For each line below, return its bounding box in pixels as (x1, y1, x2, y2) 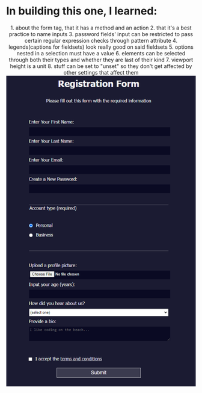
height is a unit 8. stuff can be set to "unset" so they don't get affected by (10, 62, 192, 70)
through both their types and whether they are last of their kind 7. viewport (8, 56, 194, 63)
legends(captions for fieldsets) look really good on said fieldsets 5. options (8, 43, 194, 51)
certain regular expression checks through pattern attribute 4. (24, 37, 178, 44)
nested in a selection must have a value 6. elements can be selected (16, 49, 186, 57)
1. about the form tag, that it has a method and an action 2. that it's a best (10, 24, 192, 31)
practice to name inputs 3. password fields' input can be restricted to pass (8, 30, 194, 37)
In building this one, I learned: (6, 4, 158, 18)
